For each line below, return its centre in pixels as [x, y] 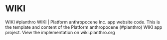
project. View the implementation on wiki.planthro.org [60, 32]
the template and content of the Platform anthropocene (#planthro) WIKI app [84, 27]
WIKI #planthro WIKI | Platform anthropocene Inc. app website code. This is [83, 22]
